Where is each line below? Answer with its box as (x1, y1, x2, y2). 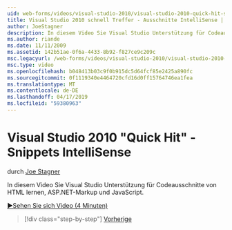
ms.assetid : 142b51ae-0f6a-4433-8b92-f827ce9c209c (7, 49, 156, 56)
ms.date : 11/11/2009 (7, 42, 67, 49)
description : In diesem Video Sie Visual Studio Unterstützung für (7, 29, 206, 37)
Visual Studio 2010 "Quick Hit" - (7, 130, 196, 146)
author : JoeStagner (7, 23, 64, 30)
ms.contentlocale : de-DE (7, 87, 79, 94)
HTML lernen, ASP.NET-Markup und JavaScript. (7, 188, 144, 196)
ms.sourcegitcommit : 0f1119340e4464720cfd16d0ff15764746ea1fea (7, 74, 193, 82)
